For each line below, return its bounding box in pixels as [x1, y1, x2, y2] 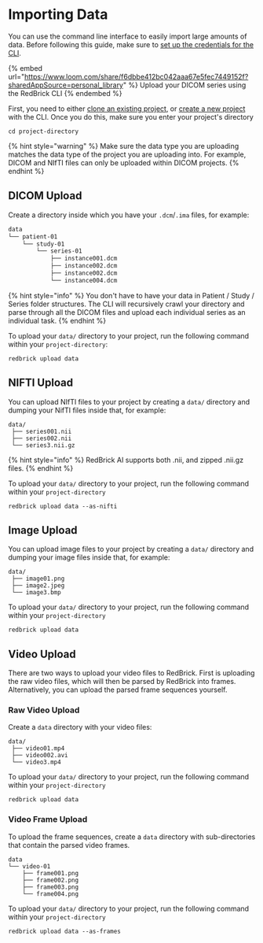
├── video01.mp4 [11, 745, 65, 753]
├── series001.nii [11, 427, 72, 435]
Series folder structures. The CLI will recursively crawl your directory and [8, 299, 245, 309]
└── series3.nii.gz [11, 441, 76, 449]
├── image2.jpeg [11, 582, 65, 590]
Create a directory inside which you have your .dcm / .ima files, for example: [8, 210, 250, 220]
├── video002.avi [11, 752, 68, 760]
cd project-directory [8, 128, 79, 135]
